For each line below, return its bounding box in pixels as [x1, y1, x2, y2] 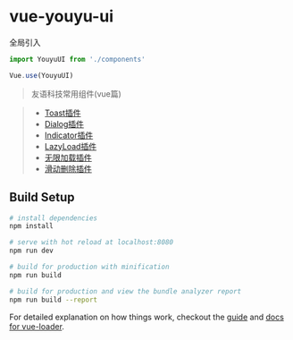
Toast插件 [44, 107, 81, 118]
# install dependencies [9, 213, 98, 223]
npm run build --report [9, 295, 98, 304]
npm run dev [9, 246, 54, 256]
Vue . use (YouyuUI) [9, 71, 74, 80]
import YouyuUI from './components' [9, 55, 146, 64]
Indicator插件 [44, 130, 94, 140]
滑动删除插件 [44, 163, 92, 174]
